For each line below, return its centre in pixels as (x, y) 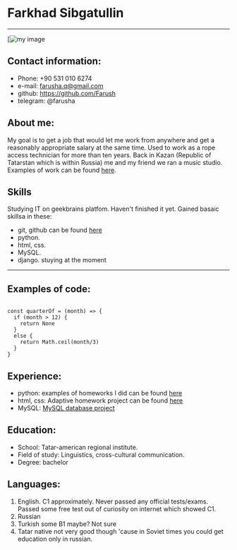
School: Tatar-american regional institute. (78, 447)
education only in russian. (55, 539)
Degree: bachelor (43, 462)
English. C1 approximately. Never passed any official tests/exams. (113, 501)
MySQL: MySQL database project (66, 408)
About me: (31, 123)
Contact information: (54, 61)
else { (23, 336)
